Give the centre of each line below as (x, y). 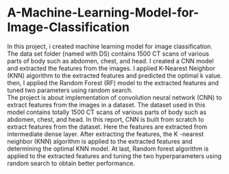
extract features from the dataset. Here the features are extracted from (107, 127)
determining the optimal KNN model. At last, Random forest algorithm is (108, 149)
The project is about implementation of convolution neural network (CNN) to (115, 97)
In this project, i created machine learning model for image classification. (110, 46)
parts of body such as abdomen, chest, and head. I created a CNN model (110, 61)
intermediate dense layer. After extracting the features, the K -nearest (106, 134)
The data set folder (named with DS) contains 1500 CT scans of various (108, 54)
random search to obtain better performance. (71, 163)
